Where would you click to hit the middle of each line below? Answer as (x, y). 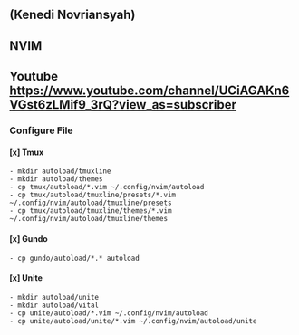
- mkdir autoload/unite (54, 297)
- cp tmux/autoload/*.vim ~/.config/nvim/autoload (107, 187)
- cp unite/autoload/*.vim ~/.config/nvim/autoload (109, 313)
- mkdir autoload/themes (56, 179)
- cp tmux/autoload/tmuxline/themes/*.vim (91, 211)
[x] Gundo (29, 238)
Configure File (42, 130)
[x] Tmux (27, 152)
